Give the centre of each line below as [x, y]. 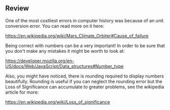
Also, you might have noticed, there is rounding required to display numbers [84, 76]
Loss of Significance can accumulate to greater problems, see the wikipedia [84, 87]
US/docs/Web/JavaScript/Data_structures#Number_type [64, 66]
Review [17, 8]
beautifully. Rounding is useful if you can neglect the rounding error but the [84, 81]
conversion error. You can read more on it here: [55, 26]
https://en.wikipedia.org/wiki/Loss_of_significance [58, 102]
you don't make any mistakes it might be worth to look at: [65, 51]
